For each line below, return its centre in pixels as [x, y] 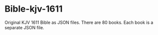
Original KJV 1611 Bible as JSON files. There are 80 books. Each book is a [79, 22]
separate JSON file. [25, 27]
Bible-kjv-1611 [34, 9]
